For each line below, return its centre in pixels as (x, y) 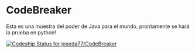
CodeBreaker (39, 10)
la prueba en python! (31, 32)
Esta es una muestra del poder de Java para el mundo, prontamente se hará (98, 26)
